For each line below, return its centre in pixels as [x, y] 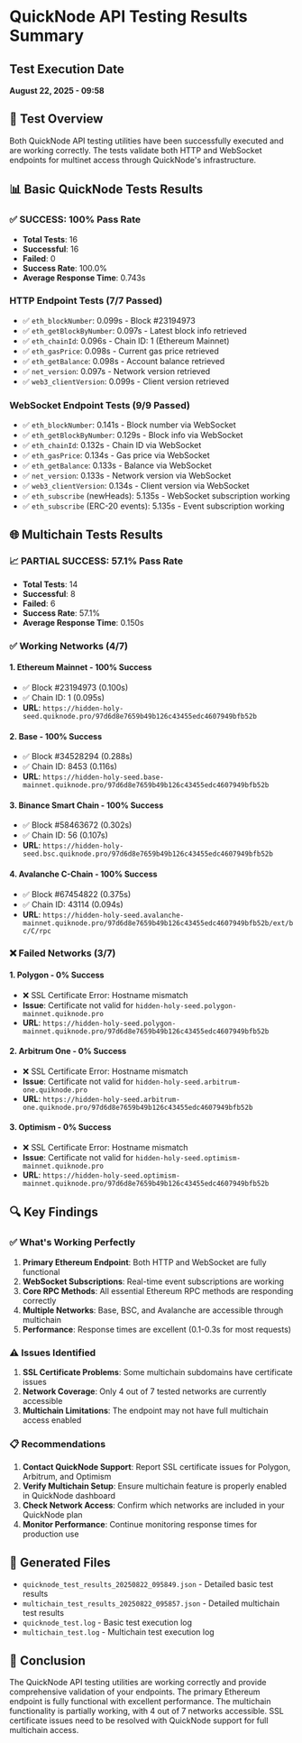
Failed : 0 [39, 258]
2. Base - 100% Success [55, 736]
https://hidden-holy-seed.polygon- [110, 1023]
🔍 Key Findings [54, 1212]
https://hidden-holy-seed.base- [103, 777]
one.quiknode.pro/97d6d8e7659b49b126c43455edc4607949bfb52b [137, 1107]
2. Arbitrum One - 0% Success [68, 1051]
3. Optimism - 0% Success [60, 1127]
